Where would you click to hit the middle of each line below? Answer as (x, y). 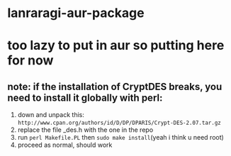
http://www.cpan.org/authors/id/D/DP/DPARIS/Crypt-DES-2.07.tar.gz (119, 123)
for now (30, 61)
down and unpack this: (51, 115)
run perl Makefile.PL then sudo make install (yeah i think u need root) (121, 138)
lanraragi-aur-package (76, 13)
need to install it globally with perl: (85, 97)
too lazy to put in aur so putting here (116, 46)
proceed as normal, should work (65, 145)
